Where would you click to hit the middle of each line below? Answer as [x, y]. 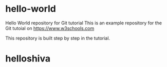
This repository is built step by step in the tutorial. [58, 38]
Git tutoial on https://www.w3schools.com [50, 28]
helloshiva [28, 59]
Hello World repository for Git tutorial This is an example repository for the [84, 23]
